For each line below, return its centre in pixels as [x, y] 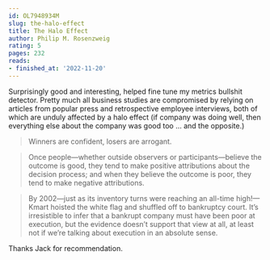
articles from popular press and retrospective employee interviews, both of [133, 108]
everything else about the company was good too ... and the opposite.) [127, 125]
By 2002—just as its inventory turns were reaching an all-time [131, 198]
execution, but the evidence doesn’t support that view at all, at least [141, 224]
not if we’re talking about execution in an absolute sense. [123, 233]
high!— [248, 198]
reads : [19, 61]
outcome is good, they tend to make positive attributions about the [139, 166]
